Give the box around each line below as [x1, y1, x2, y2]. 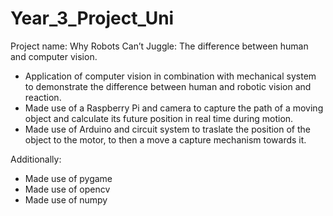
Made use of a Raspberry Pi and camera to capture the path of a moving [24, 102, 324, 114]
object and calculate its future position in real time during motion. [24, 112, 294, 124]
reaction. [24, 91, 62, 103]
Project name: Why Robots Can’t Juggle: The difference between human [10, 40, 309, 52]
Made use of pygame [24, 172, 113, 184]
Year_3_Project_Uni [10, 7, 175, 30]
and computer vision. [10, 50, 98, 62]
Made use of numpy [24, 193, 108, 206]
